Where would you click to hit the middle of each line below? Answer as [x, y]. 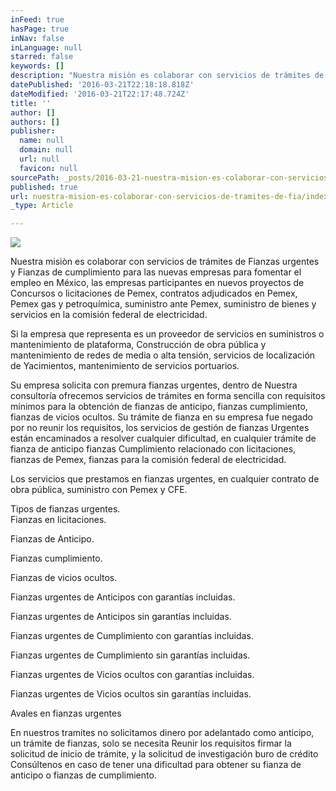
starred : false [42, 57]
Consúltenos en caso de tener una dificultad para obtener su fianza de [156, 765]
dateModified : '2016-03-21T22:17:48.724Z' [100, 94]
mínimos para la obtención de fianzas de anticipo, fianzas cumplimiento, [159, 407]
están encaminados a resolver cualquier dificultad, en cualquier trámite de [163, 438]
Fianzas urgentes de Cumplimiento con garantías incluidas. [132, 636]
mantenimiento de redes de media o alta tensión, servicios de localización [163, 355]
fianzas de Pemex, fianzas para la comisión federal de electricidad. [148, 460]
